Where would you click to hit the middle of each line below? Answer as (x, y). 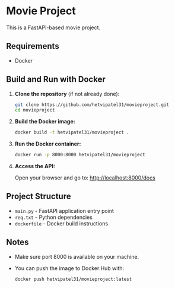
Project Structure (39, 196)
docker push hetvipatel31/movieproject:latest (73, 279)
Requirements (33, 46)
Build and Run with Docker (56, 80)
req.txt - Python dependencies (54, 217)
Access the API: (35, 166)
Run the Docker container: (48, 144)
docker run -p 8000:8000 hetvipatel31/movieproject (80, 155)
